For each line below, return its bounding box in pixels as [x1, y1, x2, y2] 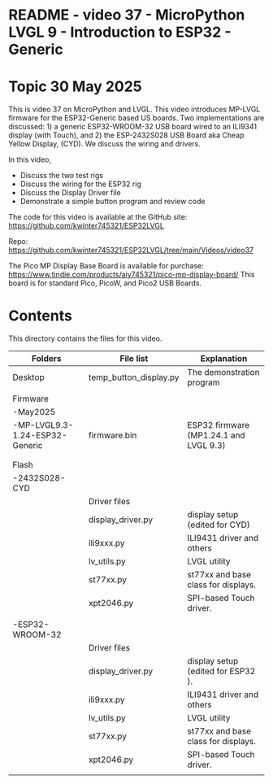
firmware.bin [88, 429, 137, 441]
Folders [31, 353, 62, 364]
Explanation [200, 353, 248, 364]
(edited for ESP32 [187, 665, 256, 677]
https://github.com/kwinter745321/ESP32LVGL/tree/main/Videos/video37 [8, 246, 254, 255]
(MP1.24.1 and [187, 429, 245, 441]
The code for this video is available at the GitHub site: [8, 212, 188, 222]
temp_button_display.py [88, 372, 180, 383]
